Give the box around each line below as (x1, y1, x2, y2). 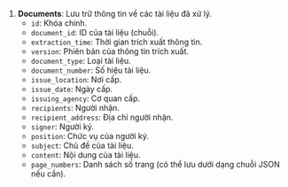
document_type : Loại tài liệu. (30, 56, 131, 66)
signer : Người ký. (30, 121, 95, 132)
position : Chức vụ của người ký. (30, 131, 149, 141)
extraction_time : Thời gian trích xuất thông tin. (30, 36, 203, 47)
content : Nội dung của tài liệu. (30, 150, 141, 160)
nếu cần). (30, 168, 66, 179)
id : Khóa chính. (30, 18, 88, 28)
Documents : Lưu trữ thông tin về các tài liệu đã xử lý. (17, 9, 213, 19)
